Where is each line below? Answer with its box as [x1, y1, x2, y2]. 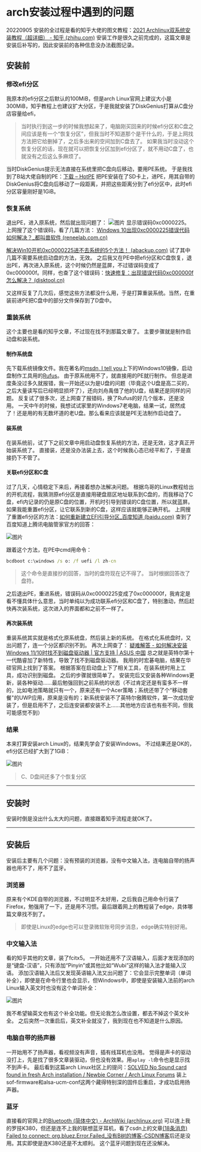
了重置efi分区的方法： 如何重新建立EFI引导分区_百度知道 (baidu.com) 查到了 [6, 513, 192, 520]
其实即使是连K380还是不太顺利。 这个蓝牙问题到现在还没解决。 [16, 1139, 173, 1147]
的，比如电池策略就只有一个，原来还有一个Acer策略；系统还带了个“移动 [6, 687, 183, 694]
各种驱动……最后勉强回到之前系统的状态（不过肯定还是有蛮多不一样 [22, 679, 188, 686]
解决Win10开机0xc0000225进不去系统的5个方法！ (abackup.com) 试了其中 [6, 246, 191, 253]
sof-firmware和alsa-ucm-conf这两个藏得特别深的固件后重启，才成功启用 [6, 1078, 185, 1086]
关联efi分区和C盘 [6, 468, 49, 476]
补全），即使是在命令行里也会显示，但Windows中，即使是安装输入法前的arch [6, 977, 195, 984]
